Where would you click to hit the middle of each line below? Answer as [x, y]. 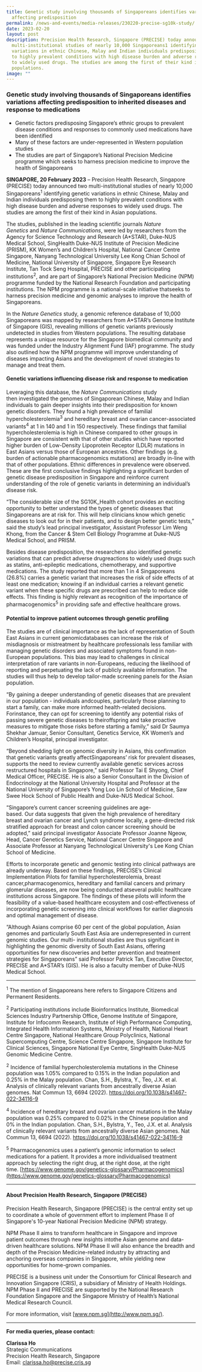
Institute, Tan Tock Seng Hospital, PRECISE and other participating [88, 269]
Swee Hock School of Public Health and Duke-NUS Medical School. [90, 796]
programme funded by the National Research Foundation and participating [98, 283]
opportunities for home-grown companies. [59, 1265]
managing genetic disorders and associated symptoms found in [85, 651]
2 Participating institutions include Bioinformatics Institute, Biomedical [93, 1009]
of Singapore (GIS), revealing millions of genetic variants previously [90, 326]
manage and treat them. [36, 365]
